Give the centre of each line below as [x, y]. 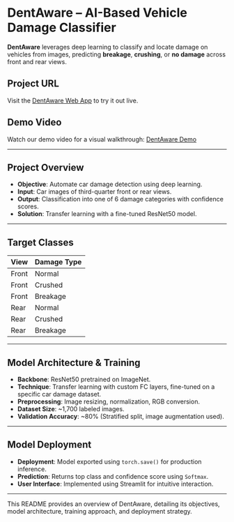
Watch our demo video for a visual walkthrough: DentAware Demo [102, 139]
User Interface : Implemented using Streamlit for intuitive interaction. [115, 484]
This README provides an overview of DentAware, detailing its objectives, [114, 504]
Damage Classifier [62, 28]
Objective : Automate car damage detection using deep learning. [110, 184]
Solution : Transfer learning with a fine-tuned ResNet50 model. [107, 214]
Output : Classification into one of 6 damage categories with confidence [120, 199]
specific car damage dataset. [59, 394]
